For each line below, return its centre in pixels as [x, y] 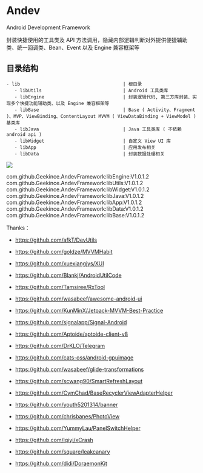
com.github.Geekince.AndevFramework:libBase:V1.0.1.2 [75, 215]
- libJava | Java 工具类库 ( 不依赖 [98, 129]
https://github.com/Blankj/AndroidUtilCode [68, 275]
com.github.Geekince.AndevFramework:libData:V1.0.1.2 [75, 209]
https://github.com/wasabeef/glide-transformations [79, 369]
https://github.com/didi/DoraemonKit [61, 463]
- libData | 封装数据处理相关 [89, 154]
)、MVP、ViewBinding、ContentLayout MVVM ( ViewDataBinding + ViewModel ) [101, 116]
